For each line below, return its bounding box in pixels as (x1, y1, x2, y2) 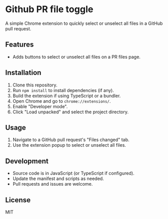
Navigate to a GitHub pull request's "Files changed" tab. (12, 137, 130, 143)
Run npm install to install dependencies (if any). (12, 87, 114, 93)
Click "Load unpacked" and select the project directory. (12, 109, 129, 115)
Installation (5, 68, 41, 77)
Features (5, 40, 34, 49)
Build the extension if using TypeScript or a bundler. (12, 93, 121, 99)
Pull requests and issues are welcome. (12, 181, 93, 187)
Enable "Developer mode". (12, 103, 68, 109)
